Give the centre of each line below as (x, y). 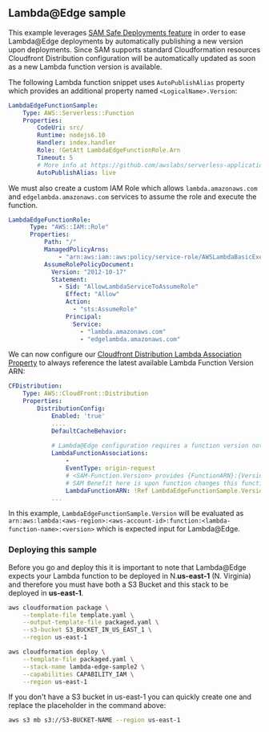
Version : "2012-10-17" (89, 272)
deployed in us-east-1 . (46, 592)
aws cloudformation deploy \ (57, 652)
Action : (78, 302)
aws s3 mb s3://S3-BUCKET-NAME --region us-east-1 (94, 720)
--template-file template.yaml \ (78, 615)
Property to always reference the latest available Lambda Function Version (131, 363)
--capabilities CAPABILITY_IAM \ (78, 674)
